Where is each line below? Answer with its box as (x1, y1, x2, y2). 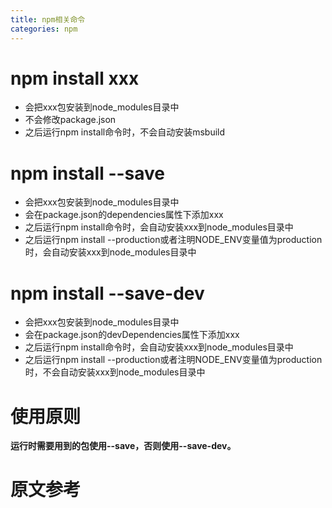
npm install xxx (10, 67, 140, 90)
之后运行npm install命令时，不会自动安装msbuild (24, 126, 226, 138)
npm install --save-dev (10, 282, 205, 305)
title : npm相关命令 (10, 14, 86, 25)
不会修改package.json (24, 114, 117, 126)
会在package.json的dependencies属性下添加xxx (24, 209, 224, 221)
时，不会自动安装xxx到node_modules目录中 (24, 366, 206, 378)
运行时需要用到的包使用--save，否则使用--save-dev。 (10, 440, 237, 452)
